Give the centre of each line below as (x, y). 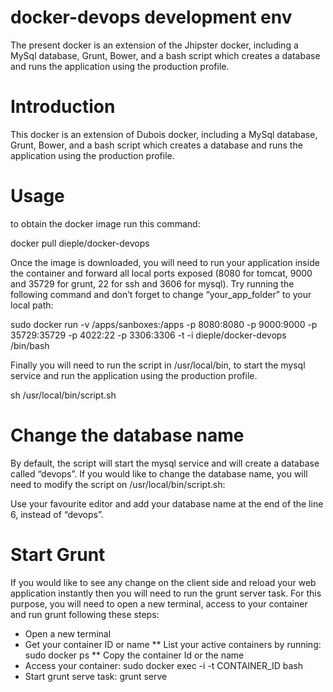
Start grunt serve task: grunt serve (96, 676)
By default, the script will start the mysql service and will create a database (165, 463)
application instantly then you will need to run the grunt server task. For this (166, 593)
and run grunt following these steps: (85, 614)
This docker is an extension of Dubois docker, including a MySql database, (164, 134)
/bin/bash (30, 345)
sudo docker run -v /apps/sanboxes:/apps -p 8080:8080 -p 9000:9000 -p (164, 324)
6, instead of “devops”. (57, 514)
